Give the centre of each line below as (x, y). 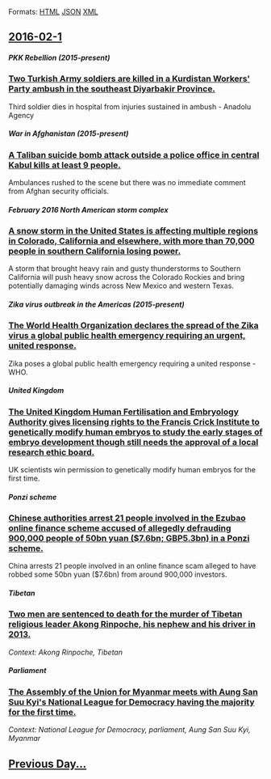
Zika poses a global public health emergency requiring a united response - (132, 363)
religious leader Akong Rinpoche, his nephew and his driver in (132, 624)
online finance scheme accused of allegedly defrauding (120, 528)
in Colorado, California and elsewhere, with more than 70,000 (131, 241)
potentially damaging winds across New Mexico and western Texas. (121, 286)
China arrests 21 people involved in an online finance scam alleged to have (132, 566)
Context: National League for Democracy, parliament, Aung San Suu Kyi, (129, 730)
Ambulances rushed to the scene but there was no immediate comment (127, 183)
